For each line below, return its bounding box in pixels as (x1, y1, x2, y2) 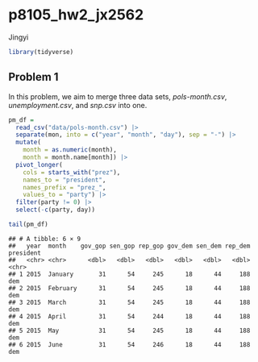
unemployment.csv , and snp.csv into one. (8, 100, 148, 110)
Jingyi (8, 32, 29, 42)
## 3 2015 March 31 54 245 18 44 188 (8, 298, 251, 306)
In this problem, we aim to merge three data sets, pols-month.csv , (8, 91, 227, 102)
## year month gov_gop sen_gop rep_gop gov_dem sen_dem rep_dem (8, 242, 251, 250)
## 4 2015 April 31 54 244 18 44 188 (8, 312, 251, 320)
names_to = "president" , (23, 176, 106, 184)
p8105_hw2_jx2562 (8, 6, 144, 24)
